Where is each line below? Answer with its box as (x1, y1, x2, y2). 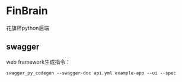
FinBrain (6, 4, 49, 18)
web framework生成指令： (6, 58, 71, 65)
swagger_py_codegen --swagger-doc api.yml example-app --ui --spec (6, 70, 177, 76)
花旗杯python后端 (6, 24, 49, 31)
